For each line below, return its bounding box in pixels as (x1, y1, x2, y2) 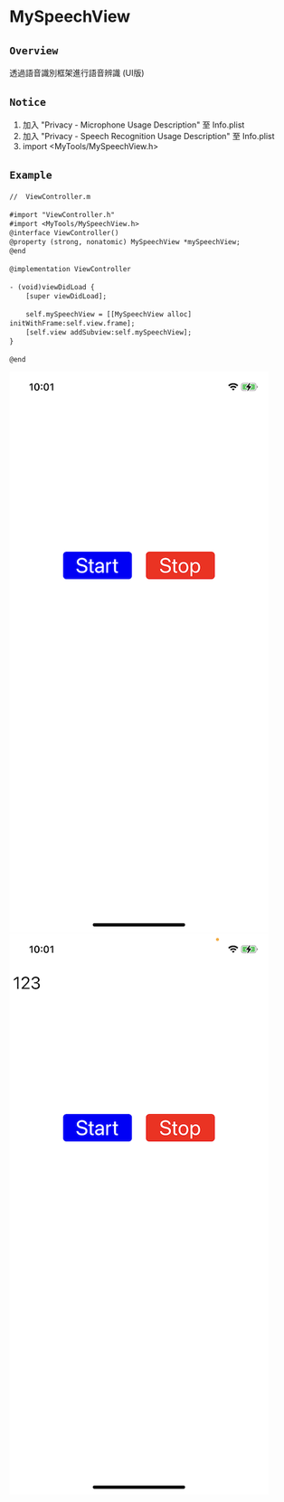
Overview (9, 43, 59, 57)
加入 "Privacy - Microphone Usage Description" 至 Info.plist (22, 119, 245, 130)
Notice (9, 96, 47, 109)
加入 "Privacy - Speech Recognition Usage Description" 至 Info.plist (22, 130, 275, 141)
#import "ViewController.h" (9, 210, 116, 219)
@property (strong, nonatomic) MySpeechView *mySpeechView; (9, 237, 241, 246)
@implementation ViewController (9, 264, 131, 273)
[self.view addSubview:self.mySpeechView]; (25, 327, 193, 336)
